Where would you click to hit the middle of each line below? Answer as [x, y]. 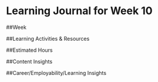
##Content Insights [29, 61]
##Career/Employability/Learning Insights [56, 73]
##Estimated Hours [29, 50]
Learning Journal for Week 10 [79, 11]
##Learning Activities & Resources [48, 38]
